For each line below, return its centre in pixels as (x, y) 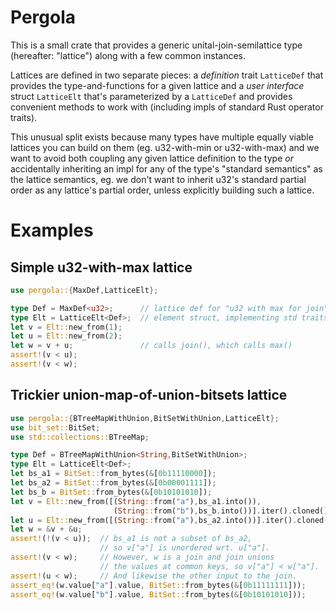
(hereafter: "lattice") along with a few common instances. (128, 55)
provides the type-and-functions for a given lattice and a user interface (157, 85)
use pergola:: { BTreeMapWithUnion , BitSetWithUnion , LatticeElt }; (145, 418)
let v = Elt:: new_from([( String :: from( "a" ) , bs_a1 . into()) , (136, 501)
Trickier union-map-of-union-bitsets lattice (149, 395)
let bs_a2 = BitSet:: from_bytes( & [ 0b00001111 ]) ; (113, 483)
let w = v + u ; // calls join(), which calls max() (151, 346)
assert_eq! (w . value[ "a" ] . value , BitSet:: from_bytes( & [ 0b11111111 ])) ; (158, 585)
